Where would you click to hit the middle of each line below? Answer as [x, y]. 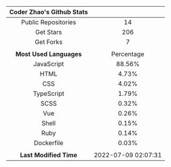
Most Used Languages [49, 54]
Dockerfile [49, 143]
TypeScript [49, 94]
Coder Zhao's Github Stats [49, 12]
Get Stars [49, 32]
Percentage [128, 54]
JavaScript [49, 64]
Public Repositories [49, 22]
